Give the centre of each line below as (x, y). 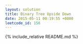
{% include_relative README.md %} (42, 37)
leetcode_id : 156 (23, 23)
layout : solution (23, 9)
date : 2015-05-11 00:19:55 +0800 (39, 18)
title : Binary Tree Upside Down (38, 14)
